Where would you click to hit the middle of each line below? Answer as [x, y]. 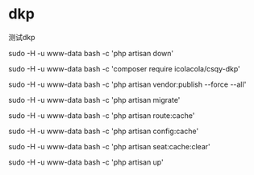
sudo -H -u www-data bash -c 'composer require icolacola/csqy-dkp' [124, 68]
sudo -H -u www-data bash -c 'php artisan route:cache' [102, 115]
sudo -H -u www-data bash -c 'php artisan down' [91, 53]
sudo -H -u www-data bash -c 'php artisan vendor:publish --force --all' [127, 84]
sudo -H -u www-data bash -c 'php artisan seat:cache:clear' [110, 146]
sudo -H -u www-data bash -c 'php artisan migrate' [94, 100]
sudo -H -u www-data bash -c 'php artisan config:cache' [104, 131]
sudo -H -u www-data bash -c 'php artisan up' [86, 162]
